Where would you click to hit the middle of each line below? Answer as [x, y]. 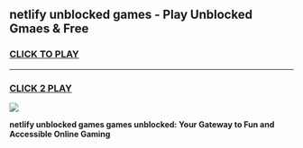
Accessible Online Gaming [60, 134]
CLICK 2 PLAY [41, 88]
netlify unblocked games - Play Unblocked [131, 15]
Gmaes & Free [49, 29]
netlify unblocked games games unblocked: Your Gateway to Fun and [142, 124]
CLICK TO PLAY [44, 55]
